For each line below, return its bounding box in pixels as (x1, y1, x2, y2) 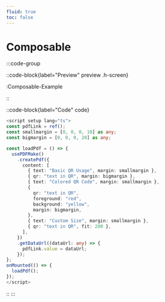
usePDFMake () (11, 151, 44, 157)
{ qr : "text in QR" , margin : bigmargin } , (28, 173, 136, 180)
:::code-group (6, 60, 41, 67)
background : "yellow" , (32, 201, 90, 207)
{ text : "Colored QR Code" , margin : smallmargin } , (28, 179, 160, 185)
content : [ (22, 162, 50, 168)
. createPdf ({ (17, 156, 50, 162)
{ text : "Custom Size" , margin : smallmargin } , (28, 218, 149, 224)
